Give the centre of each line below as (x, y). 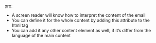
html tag (20, 25)
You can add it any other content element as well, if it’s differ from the (81, 30)
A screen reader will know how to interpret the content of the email (78, 15)
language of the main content (41, 35)
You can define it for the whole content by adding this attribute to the (81, 20)
